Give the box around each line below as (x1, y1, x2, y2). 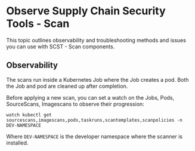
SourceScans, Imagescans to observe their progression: (6, 100, 144, 107)
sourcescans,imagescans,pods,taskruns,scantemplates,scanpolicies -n (6, 117, 183, 123)
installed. (6, 139, 29, 146)
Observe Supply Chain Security (6, 4, 166, 18)
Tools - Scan (6, 17, 70, 30)
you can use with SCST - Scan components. (6, 43, 115, 50)
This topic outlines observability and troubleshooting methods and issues (6, 36, 187, 44)
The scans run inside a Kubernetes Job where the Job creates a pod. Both (6, 76, 189, 83)
